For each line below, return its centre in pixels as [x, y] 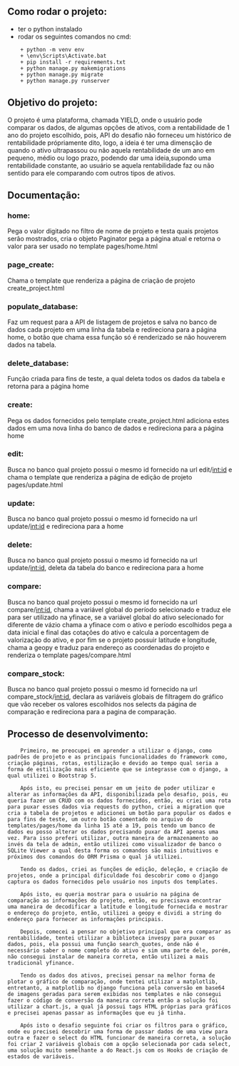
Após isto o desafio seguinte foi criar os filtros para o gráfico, [124, 1025]
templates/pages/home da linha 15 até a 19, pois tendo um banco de [111, 826]
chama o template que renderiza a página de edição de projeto [100, 477]
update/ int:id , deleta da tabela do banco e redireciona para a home [106, 568]
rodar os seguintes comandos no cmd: [75, 36]
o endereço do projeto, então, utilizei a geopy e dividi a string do [115, 913]
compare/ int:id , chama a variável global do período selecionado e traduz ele [119, 609]
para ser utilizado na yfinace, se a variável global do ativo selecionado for [116, 617]
